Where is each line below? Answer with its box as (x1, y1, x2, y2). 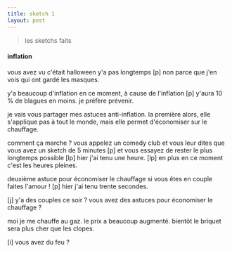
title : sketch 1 (7, 10, 55, 18)
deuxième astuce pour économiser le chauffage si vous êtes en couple (7, 174, 213, 183)
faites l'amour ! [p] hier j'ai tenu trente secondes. (7, 182, 149, 190)
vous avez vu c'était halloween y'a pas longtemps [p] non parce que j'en (7, 67, 217, 76)
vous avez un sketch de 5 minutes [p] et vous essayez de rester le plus (7, 145, 213, 155)
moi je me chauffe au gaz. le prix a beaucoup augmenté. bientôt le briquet (7, 216, 221, 225)
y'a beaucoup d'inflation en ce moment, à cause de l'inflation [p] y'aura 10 (7, 89, 223, 97)
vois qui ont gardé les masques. (7, 75, 100, 84)
